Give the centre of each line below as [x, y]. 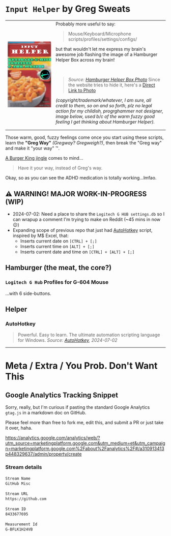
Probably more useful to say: [86, 24]
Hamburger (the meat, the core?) [59, 268]
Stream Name [18, 479]
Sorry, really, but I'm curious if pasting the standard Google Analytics [78, 407]
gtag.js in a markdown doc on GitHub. [46, 413]
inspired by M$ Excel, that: [40, 235]
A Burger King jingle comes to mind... [44, 158]
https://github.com [26, 499]
